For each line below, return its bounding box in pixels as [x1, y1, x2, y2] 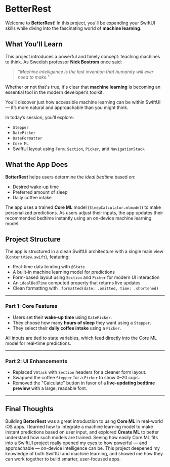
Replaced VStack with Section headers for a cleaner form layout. [12, 369, 147, 375]
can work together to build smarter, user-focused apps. [5, 456, 121, 462]
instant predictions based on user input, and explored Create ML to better [5, 429, 159, 435]
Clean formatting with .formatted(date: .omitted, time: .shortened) [12, 285, 159, 292]
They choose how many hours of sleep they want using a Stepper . [12, 319, 152, 326]
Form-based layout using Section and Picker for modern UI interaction [12, 274, 160, 280]
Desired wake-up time [12, 184, 59, 190]
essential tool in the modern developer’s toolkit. [5, 89, 104, 95]
